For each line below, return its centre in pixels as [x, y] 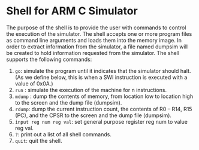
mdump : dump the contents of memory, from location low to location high [104, 96]
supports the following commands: [49, 59]
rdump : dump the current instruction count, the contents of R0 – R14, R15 [103, 109]
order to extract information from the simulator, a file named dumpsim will [97, 47]
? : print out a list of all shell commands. [63, 134]
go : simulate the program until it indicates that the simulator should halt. [103, 71]
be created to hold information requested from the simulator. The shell [93, 53]
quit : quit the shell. [38, 140]
